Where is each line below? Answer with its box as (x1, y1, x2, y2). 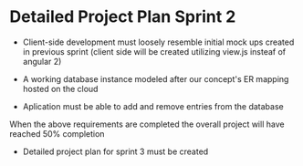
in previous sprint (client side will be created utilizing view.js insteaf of (22, 46, 287, 57)
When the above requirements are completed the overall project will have (9, 119, 285, 130)
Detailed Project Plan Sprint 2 (9, 6, 236, 27)
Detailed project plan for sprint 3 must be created (22, 146, 209, 157)
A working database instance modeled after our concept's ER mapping (22, 73, 289, 84)
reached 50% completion (9, 128, 105, 139)
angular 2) (22, 56, 62, 67)
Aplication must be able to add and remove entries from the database (22, 100, 285, 111)
